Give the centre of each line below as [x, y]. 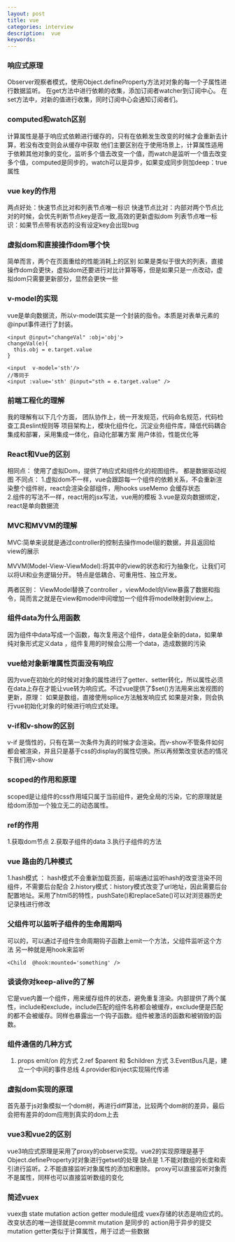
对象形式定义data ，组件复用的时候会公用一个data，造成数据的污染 [109, 643]
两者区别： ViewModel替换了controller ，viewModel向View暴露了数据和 [111, 589]
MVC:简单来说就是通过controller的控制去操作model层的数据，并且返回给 [111, 542]
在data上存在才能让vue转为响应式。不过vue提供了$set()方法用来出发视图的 [115, 689]
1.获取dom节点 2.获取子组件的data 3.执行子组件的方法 [85, 841]
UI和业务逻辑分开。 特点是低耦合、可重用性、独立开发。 [100, 574]
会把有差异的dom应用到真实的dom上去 [63, 1115]
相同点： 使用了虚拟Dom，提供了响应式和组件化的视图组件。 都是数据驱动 [114, 471]
